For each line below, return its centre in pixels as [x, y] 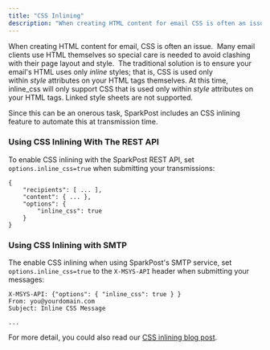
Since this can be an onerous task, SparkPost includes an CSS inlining [125, 112]
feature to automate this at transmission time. [83, 121]
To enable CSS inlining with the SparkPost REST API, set [101, 159]
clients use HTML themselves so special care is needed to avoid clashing [129, 55]
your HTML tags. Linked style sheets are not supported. [101, 97]
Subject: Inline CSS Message [57, 309]
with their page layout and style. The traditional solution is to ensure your [130, 63]
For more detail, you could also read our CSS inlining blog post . [113, 337]
